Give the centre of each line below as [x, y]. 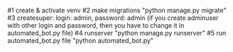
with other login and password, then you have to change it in [96, 25]
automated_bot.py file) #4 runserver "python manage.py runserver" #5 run [117, 33]
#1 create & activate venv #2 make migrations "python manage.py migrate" [117, 10]
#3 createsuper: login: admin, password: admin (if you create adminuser [113, 18]
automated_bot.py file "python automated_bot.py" [81, 41]
